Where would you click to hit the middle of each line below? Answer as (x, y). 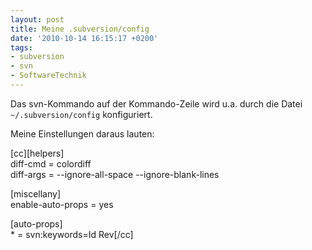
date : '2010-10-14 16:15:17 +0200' (84, 38)
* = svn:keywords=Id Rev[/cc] (72, 234)
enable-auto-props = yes (62, 204)
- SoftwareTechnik (48, 76)
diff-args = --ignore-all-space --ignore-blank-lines (115, 174)
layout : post (37, 19)
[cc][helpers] (37, 153)
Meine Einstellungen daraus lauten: (82, 133)
